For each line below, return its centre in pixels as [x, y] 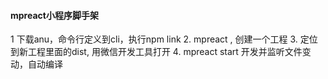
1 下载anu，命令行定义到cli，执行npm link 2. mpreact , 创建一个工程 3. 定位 [164, 39]
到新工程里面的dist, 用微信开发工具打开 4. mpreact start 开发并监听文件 [156, 52]
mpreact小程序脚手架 [54, 15]
